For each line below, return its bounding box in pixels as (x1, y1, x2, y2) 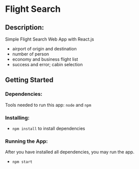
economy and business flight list (12, 56, 78, 62)
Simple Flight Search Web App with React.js (5, 36, 95, 42)
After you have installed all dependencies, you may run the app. (5, 149, 135, 155)
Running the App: (5, 137, 48, 144)
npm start (12, 160, 33, 165)
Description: (5, 23, 44, 32)
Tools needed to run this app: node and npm (5, 102, 92, 108)
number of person (12, 51, 49, 57)
